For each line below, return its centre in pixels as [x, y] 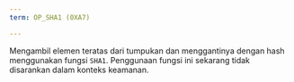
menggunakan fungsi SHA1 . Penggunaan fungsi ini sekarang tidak [129, 60]
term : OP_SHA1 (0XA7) [50, 17]
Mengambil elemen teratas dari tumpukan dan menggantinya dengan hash [147, 51]
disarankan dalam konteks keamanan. [80, 70]
